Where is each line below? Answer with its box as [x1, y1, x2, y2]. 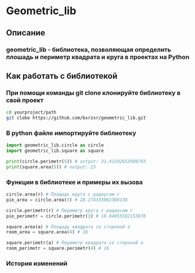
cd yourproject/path [6, 109, 57, 116]
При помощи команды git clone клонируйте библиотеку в [6, 89, 181, 97]
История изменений [6, 259, 68, 267]
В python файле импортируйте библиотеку [6, 129, 137, 137]
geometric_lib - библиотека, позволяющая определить [6, 45, 171, 54]
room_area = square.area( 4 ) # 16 [6, 229, 88, 235]
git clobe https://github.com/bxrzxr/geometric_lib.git [6, 115, 146, 121]
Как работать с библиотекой [6, 71, 118, 81]
